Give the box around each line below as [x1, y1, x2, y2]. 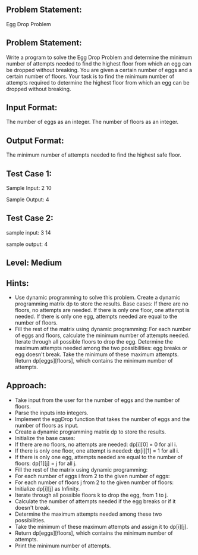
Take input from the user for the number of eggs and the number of [14, 396, 180, 404]
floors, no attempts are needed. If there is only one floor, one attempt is [14, 307, 190, 314]
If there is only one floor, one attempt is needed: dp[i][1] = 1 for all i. [14, 447, 180, 454]
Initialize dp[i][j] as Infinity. [14, 485, 80, 492]
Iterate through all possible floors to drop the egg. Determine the [14, 338, 174, 345]
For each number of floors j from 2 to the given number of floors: [14, 479, 174, 486]
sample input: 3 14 [6, 229, 51, 236]
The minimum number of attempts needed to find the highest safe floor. [6, 151, 181, 158]
